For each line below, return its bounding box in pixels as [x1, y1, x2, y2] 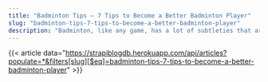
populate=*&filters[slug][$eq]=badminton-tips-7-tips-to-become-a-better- [8, 57, 255, 66]
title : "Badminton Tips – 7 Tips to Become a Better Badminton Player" [8, 11, 251, 20]
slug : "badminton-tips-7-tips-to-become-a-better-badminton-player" [8, 19, 241, 27]
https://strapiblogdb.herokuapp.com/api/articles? [65, 49, 227, 58]
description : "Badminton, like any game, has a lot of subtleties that [8, 26, 251, 34]
